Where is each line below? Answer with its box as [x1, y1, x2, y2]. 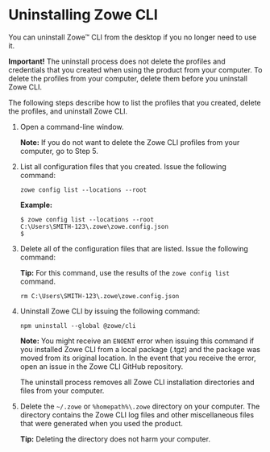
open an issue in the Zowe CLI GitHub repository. [19, 361, 184, 371]
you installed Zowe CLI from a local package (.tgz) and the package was [19, 344, 260, 354]
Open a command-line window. [19, 122, 124, 131]
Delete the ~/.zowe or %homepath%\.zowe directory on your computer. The [19, 401, 260, 411]
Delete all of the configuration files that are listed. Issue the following [19, 243, 248, 253]
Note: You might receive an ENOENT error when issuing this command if [19, 336, 255, 346]
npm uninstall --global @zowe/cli [19, 321, 136, 330]
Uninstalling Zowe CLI [8, 6, 159, 24]
